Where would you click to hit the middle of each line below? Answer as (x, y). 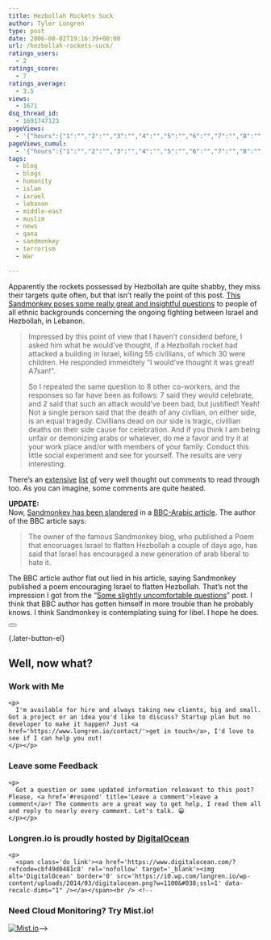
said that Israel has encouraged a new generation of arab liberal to (139, 554)
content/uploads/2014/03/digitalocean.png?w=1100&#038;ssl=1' (115, 883)
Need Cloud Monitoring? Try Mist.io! (81, 910)
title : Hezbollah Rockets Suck (61, 16)
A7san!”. (42, 371)
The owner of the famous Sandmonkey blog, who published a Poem (141, 536)
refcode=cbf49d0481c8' (46, 869)
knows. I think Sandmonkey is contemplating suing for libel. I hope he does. (134, 612)
